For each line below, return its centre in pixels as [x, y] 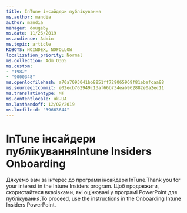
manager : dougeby [27, 28]
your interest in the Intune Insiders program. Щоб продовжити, [83, 186]
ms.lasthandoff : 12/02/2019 [41, 104]
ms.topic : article [29, 45]
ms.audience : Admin [30, 39]
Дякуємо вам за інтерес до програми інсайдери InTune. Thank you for [93, 180]
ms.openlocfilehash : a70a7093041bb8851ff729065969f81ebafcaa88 [85, 83]
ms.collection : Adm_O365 [36, 60]
